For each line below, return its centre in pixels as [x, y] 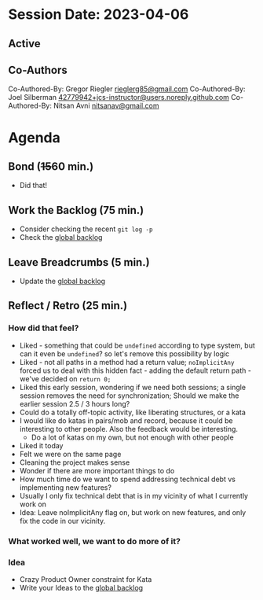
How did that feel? [44, 328]
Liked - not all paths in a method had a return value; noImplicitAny [127, 362]
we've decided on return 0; [65, 378]
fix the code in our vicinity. [62, 521]
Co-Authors [38, 70]
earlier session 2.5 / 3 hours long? [75, 403]
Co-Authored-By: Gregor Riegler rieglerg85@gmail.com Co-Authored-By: [127, 89]
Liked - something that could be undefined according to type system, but [137, 345]
